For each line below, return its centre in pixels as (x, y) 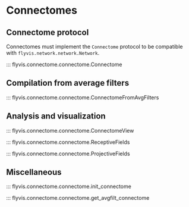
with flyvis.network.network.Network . (53, 53)
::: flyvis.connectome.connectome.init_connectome (69, 186)
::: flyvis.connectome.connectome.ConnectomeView (70, 130)
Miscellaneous (34, 172)
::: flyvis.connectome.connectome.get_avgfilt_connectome (78, 198)
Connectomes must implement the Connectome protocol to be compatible (94, 46)
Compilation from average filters (68, 83)
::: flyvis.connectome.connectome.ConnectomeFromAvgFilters (83, 97)
